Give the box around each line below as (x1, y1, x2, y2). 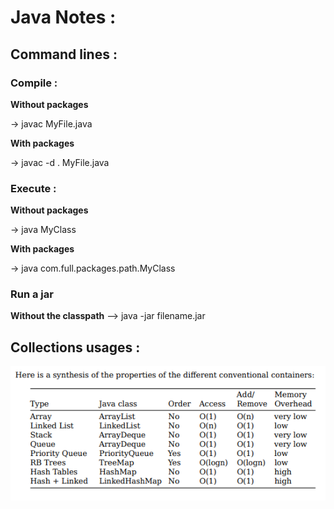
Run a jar (10, 287, 54, 301)
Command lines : (10, 46, 118, 63)
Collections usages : (10, 339, 141, 356)
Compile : (10, 76, 58, 90)
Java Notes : (10, 6, 117, 29)
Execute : (10, 181, 57, 195)
